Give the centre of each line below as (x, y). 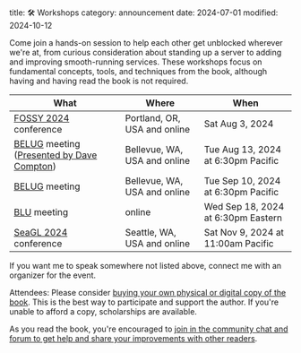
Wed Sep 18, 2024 (244, 207)
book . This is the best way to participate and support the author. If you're (144, 302)
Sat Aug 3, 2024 (239, 124)
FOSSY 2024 (42, 118)
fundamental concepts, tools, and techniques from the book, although (138, 71)
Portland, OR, (153, 118)
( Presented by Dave (56, 155)
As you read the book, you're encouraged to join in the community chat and (149, 329)
